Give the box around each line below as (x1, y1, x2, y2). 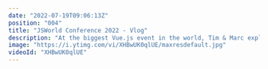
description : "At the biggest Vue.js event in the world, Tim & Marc (8, 33, 245, 42)
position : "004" (8, 19, 62, 27)
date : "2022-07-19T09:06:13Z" (8, 11, 109, 20)
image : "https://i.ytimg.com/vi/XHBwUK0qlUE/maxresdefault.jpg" (8, 41, 227, 49)
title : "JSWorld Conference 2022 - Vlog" (8, 26, 148, 34)
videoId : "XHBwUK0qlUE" (8, 48, 88, 56)
